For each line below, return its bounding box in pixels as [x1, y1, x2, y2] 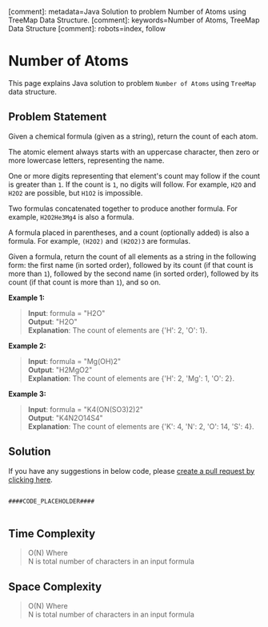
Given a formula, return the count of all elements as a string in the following [8, 252, 257, 261]
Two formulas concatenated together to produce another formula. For [8, 204, 238, 213]
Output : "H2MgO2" [27, 365, 93, 374]
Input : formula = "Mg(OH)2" [27, 356, 122, 366]
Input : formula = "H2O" [27, 308, 106, 318]
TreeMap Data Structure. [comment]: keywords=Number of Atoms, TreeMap [8, 15, 260, 25]
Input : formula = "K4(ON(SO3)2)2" [27, 404, 144, 414]
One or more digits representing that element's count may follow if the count [8, 171, 261, 180]
